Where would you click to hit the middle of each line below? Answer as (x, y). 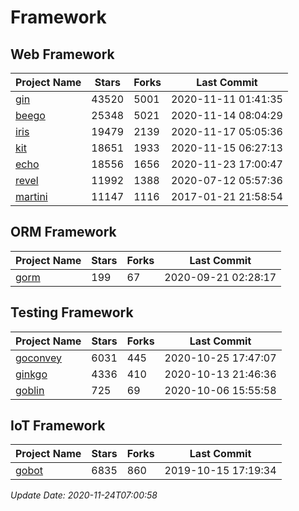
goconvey (39, 358)
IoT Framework (58, 426)
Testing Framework (72, 312)
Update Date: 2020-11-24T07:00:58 (84, 495)
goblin (30, 390)
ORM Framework (63, 232)
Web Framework (62, 54)
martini (31, 196)
